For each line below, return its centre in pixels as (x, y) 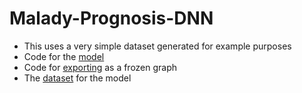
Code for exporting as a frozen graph (100, 67)
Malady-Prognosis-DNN (111, 18)
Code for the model (64, 56)
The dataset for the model (77, 78)
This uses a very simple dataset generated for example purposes (157, 46)
